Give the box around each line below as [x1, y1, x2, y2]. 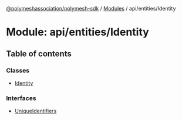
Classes [6, 66, 30, 74]
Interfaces [6, 94, 36, 102]
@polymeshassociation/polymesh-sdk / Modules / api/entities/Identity [6, 5, 176, 12]
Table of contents [6, 49, 72, 59]
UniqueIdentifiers [14, 108, 57, 115]
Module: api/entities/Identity [6, 26, 150, 39]
